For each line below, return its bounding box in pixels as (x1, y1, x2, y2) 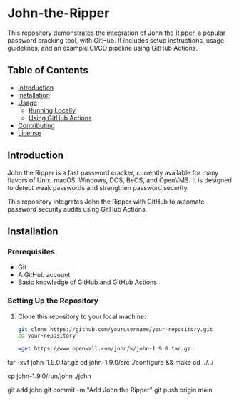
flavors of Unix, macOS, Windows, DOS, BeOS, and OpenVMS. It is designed (7, 176, 232, 184)
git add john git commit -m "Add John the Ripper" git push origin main (7, 386, 213, 395)
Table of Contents (7, 64, 89, 76)
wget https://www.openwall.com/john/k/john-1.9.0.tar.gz (17, 345, 191, 353)
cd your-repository (17, 333, 76, 340)
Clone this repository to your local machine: (17, 312, 146, 321)
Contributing (17, 121, 55, 130)
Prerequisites (7, 246, 55, 256)
